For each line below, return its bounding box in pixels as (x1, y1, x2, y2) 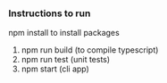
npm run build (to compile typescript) (21, 45, 159, 55)
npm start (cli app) (21, 63, 90, 74)
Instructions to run (8, 7, 91, 20)
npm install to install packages (8, 28, 120, 38)
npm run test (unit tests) (21, 54, 111, 65)
